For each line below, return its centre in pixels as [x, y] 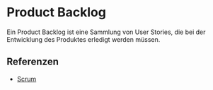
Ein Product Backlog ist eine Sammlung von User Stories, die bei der [106, 32]
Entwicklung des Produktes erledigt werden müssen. [84, 39]
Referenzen [33, 62]
